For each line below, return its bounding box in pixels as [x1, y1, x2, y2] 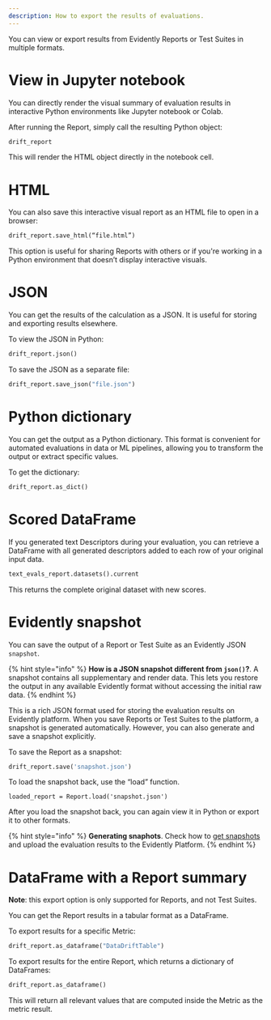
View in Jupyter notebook [8, 70, 186, 89]
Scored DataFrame [8, 510, 137, 529]
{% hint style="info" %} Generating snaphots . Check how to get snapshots [8, 831, 260, 841]
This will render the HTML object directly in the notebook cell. [8, 152, 214, 162]
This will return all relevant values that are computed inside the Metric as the [8, 996, 263, 1005]
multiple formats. [8, 42, 65, 53]
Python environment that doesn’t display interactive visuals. [8, 255, 208, 265]
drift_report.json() [8, 350, 78, 359]
